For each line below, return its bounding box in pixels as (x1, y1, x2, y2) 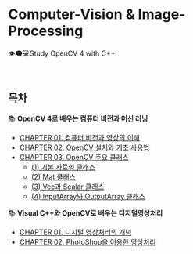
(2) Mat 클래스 (30, 172, 76, 181)
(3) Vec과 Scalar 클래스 (30, 182, 105, 191)
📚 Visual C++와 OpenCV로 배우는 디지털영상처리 (8, 208, 163, 217)
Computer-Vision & (8, 5, 135, 24)
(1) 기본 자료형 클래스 (30, 162, 96, 172)
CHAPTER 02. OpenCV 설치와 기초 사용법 (19, 143, 150, 152)
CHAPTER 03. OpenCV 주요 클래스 (19, 152, 129, 161)
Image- (138, 5, 186, 24)
